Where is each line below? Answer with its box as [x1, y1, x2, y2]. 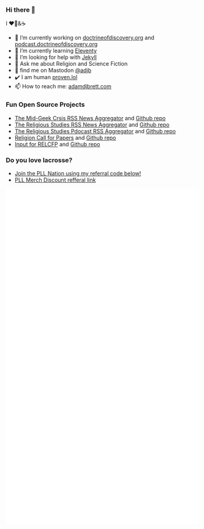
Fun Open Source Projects [6, 101, 85, 109]
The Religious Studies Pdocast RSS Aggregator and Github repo [14, 127, 176, 134]
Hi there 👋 [6, 6, 36, 14]
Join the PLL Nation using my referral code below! [14, 169, 142, 177]
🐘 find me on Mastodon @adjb [14, 67, 92, 74]
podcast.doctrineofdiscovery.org [14, 41, 98, 48]
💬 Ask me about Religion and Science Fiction [14, 60, 128, 68]
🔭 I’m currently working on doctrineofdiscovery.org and [14, 34, 154, 42]
